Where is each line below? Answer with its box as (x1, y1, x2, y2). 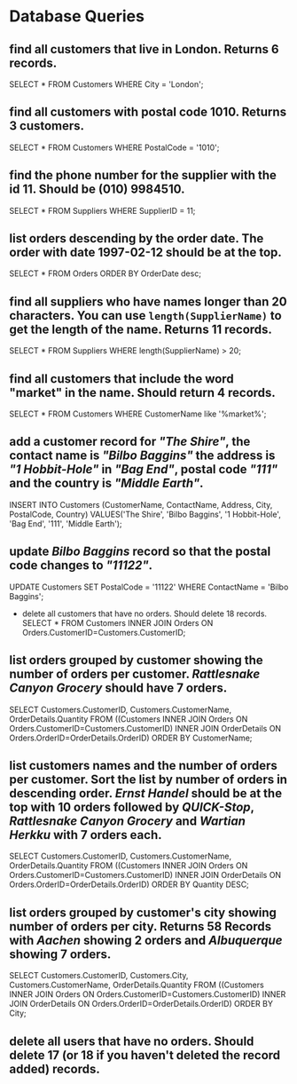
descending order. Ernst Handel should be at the (9, 786, 282, 801)
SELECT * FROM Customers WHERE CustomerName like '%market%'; (9, 408, 267, 419)
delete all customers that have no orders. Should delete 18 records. (21, 608, 268, 619)
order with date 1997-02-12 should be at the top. (9, 245, 282, 260)
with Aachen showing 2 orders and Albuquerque (9, 932, 283, 947)
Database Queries (9, 6, 145, 27)
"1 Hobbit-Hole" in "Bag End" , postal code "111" (9, 462, 278, 477)
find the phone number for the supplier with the (9, 168, 277, 183)
